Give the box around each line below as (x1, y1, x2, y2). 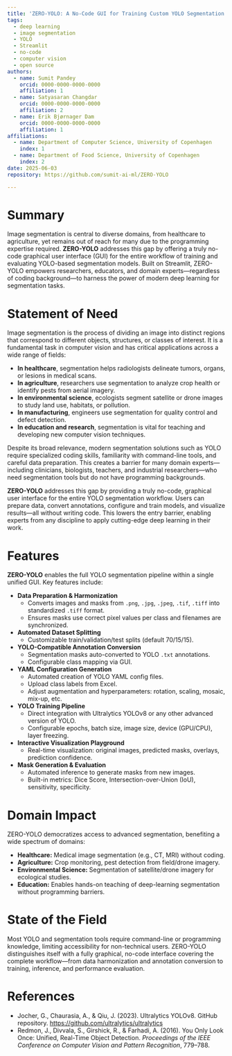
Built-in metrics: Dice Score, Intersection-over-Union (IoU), (27, 775, 196, 784)
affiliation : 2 (19, 107, 64, 114)
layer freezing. (27, 732, 69, 740)
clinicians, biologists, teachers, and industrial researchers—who (35, 466, 217, 475)
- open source (13, 62, 54, 69)
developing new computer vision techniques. (17, 430, 146, 439)
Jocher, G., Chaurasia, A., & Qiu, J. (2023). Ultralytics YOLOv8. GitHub (17, 1012, 218, 1020)
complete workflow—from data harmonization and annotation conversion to (7, 957, 224, 965)
